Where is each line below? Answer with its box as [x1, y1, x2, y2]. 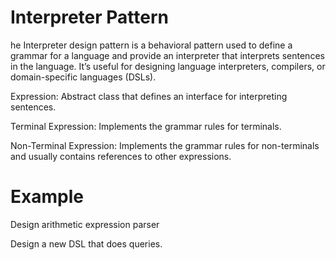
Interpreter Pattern [10, 6, 169, 29]
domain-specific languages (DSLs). [10, 71, 157, 83]
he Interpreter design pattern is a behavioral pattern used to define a [10, 39, 293, 51]
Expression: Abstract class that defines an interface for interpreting [10, 90, 288, 102]
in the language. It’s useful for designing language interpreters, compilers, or [10, 60, 326, 72]
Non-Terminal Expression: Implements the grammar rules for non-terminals [10, 139, 320, 151]
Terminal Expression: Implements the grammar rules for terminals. [10, 120, 282, 132]
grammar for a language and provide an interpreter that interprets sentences [10, 49, 325, 61]
